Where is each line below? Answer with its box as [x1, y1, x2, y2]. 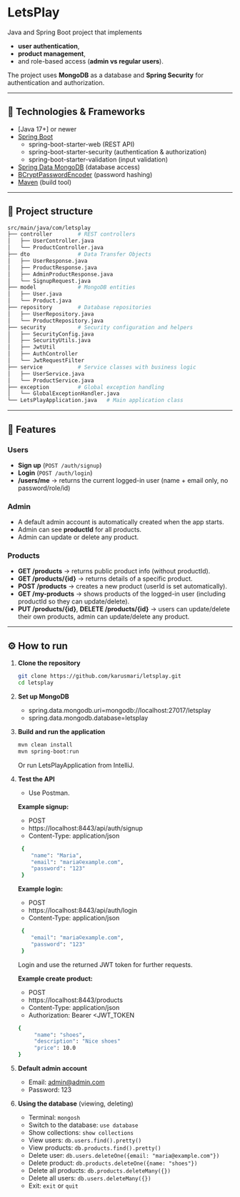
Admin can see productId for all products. [17, 526, 141, 534]
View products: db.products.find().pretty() [28, 1143, 161, 1152]
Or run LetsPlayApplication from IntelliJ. [17, 761, 134, 769]
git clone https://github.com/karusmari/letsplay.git [17, 673, 181, 680]
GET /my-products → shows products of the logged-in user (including [17, 590, 226, 598]
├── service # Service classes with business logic [7, 364, 196, 371]
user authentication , [17, 41, 80, 50]
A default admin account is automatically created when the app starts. [17, 518, 224, 526]
